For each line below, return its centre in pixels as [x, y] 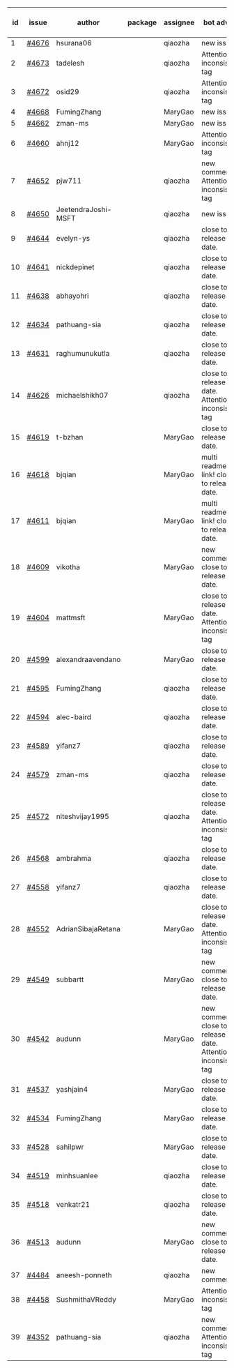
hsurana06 [74, 43]
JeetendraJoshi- [84, 210]
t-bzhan [70, 437]
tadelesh [70, 63]
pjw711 [69, 181]
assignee [179, 22]
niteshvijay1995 [83, 817]
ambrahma [74, 858]
